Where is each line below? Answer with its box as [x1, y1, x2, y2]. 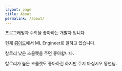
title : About [5, 12, 32, 16]
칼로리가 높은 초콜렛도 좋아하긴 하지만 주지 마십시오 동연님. [5, 61, 117, 67]
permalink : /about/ [5, 16, 45, 21]
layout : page [5, 7, 32, 12]
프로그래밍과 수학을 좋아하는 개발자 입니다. [5, 30, 86, 36]
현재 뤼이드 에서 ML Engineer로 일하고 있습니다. [5, 40, 96, 46]
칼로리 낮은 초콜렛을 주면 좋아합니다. [5, 50, 74, 56]
